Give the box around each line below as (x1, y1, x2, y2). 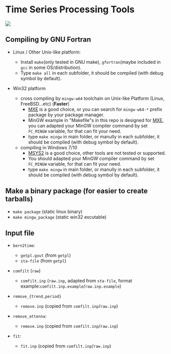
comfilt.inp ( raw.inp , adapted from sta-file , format (20, 278, 132, 284)
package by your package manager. (28, 112, 105, 118)
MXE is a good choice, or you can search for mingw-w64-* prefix (28, 106, 163, 112)
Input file (5, 228, 35, 237)
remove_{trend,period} (12, 294, 62, 299)
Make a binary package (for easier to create (5, 187, 148, 196)
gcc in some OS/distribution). (20, 64, 82, 70)
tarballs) (5, 194, 33, 204)
